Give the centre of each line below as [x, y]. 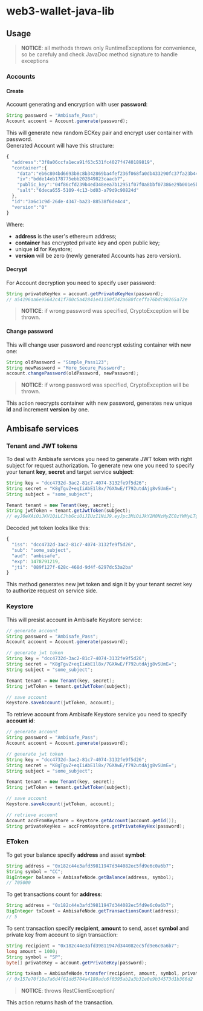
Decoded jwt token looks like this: [48, 528]
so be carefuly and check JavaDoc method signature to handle [99, 54]
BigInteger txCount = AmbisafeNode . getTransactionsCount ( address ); [93, 911]
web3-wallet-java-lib [60, 11]
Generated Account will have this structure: [60, 145]
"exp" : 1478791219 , [36, 561]
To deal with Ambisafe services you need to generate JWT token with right [99, 459]
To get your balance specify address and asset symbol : [76, 855]
